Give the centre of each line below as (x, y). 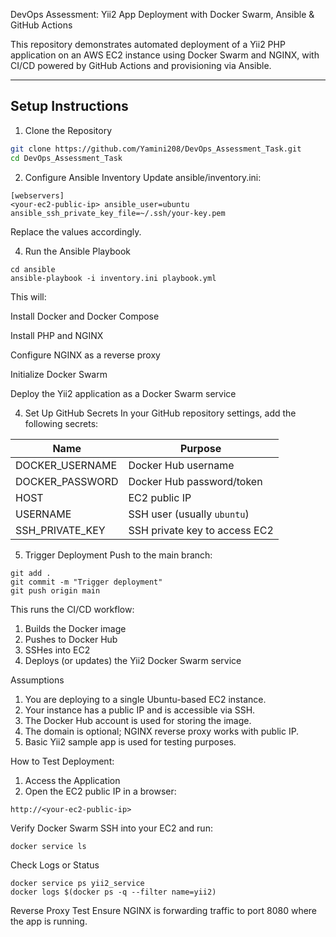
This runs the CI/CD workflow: (72, 609)
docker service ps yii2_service (77, 883)
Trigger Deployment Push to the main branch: (118, 555)
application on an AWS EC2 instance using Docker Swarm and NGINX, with (165, 55)
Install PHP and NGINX (57, 335)
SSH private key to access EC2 (201, 530)
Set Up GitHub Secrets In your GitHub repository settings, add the (160, 413)
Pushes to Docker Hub (71, 639)
